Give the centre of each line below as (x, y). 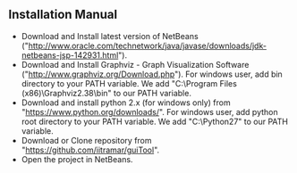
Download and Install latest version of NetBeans (110, 36)
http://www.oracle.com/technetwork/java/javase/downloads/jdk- (148, 45)
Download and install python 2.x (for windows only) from (126, 103)
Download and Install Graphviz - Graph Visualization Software (135, 64)
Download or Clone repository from (87, 140)
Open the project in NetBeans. (77, 159)
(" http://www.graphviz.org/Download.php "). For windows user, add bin (152, 74)
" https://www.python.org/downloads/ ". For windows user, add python (149, 111)
